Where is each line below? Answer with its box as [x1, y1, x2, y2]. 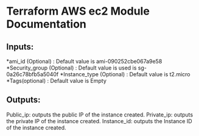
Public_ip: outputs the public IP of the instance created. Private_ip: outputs [6, 111, 194, 118]
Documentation [6, 17, 87, 31]
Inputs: [6, 41, 34, 52]
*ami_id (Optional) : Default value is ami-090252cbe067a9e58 [6, 58, 162, 65]
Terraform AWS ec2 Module [6, 4, 150, 18]
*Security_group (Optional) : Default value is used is [6, 64, 137, 71]
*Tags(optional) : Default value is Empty [6, 77, 106, 84]
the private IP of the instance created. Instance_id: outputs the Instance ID [6, 117, 193, 124]
